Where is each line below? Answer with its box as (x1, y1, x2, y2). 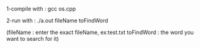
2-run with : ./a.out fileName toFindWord (6, 17, 108, 24)
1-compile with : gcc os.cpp (6, 5, 76, 12)
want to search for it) (6, 35, 59, 42)
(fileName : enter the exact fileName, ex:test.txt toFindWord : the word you (6, 29, 194, 36)
